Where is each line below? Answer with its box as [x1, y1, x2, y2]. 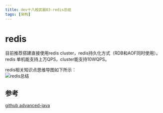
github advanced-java [5, 103, 50, 109]
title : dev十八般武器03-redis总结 [5, 7, 72, 12]
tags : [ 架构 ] [5, 12, 31, 17]
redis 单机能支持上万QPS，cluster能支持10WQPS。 [5, 56, 110, 62]
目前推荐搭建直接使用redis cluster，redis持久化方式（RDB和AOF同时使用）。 [5, 50, 161, 56]
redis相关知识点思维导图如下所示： [5, 67, 77, 73]
